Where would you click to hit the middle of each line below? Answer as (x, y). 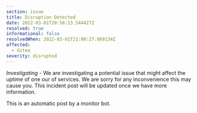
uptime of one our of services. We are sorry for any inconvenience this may (99, 79)
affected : (18, 45)
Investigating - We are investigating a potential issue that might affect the (96, 73)
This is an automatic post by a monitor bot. (59, 103)
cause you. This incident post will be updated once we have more (87, 85)
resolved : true (25, 28)
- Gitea (21, 51)
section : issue (25, 12)
